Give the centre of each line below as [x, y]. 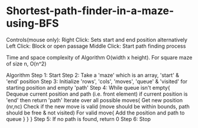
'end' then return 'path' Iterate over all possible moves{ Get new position [95, 100]
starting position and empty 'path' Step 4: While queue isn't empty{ [88, 87]
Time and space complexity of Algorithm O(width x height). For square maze [99, 57]
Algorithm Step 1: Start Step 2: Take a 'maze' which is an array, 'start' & [92, 75]
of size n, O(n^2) [26, 64]
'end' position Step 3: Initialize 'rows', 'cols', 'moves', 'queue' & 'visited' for [97, 81]
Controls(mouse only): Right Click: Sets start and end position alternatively [97, 40]
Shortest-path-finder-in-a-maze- [90, 11]
